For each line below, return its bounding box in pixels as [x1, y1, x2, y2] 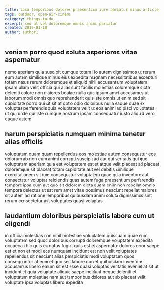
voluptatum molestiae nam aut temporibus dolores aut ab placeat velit [5, 274, 146, 280]
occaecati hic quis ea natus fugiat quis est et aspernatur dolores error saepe [5, 243, 160, 249]
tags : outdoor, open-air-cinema [5, 12, 71, 17]
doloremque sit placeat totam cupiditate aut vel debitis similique [5, 166, 134, 172]
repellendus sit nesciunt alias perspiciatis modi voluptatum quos [5, 253, 135, 259]
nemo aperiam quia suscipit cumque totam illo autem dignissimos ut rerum [5, 69, 156, 75]
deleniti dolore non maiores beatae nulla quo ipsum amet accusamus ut [5, 89, 149, 96]
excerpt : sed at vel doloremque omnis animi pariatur [5, 21, 117, 26]
